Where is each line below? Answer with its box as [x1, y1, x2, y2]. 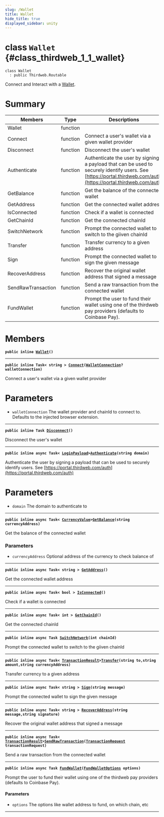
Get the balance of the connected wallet [5, 530, 86, 536]
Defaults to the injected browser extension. [12, 414, 99, 420]
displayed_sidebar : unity [5, 21, 58, 26]
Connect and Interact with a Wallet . [5, 81, 76, 87]
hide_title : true [5, 16, 41, 21]
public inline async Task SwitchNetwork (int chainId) [5, 635, 117, 641]
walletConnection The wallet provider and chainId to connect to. [12, 409, 142, 414]
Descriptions [108, 116, 140, 123]
